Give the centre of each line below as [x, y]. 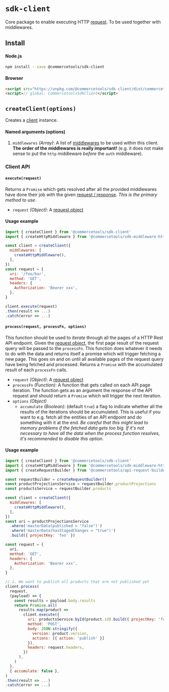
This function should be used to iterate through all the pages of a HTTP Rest [84, 337]
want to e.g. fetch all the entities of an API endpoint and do [81, 417]
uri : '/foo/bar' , [28, 274]
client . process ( [22, 587]
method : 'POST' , [45, 624]
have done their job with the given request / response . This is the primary [81, 194]
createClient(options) [41, 109]
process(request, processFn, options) [46, 327]
